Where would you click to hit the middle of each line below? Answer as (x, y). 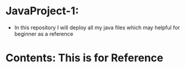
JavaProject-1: (42, 11)
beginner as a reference (44, 33)
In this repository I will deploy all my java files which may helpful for (97, 27)
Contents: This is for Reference (84, 58)
